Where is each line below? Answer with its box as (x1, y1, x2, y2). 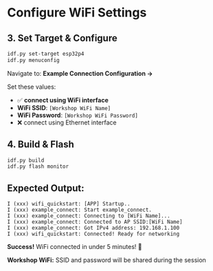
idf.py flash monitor (7, 163, 69, 170)
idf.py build (7, 157, 45, 164)
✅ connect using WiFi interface (16, 96, 109, 104)
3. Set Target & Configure (7, 32, 118, 44)
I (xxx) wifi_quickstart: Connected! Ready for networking (7, 230, 180, 238)
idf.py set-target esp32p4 (7, 50, 85, 57)
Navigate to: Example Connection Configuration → (7, 69, 153, 77)
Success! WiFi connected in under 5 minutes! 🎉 (7, 243, 142, 251)
